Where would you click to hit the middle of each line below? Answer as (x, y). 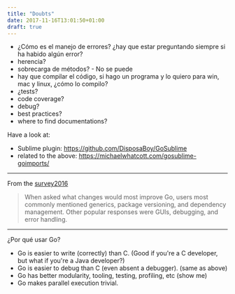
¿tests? (28, 91)
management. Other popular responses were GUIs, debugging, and (121, 212)
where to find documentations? (62, 121)
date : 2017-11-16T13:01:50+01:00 (56, 20)
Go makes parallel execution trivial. (68, 283)
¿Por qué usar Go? (34, 240)
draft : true (24, 27)
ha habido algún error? (50, 54)
